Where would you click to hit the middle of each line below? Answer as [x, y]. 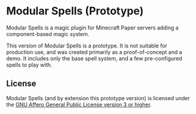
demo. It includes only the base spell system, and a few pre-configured [94, 58]
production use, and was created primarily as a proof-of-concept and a [94, 52]
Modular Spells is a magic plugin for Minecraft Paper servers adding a [92, 28]
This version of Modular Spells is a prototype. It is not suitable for [87, 46]
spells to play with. [29, 65]
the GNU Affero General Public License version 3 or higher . [79, 104]
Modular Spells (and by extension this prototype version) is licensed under [98, 98]
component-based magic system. [48, 34]
